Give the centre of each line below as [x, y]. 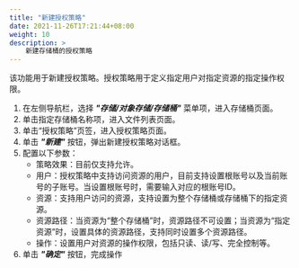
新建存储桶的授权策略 [59, 51]
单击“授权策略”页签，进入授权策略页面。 [97, 130]
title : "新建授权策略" [48, 18]
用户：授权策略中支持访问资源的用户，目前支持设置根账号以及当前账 [162, 175]
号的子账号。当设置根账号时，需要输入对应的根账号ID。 [138, 187]
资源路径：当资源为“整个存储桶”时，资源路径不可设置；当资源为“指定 [163, 220]
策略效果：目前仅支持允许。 [87, 165]
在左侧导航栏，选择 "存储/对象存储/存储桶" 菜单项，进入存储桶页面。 [150, 108]
